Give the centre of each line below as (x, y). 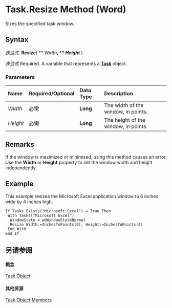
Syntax (17, 40)
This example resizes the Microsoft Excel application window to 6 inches (82, 196)
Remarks (20, 145)
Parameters (20, 77)
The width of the (124, 105)
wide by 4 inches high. (29, 202)
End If (12, 233)
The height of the (125, 120)
